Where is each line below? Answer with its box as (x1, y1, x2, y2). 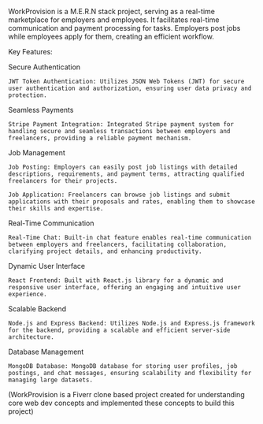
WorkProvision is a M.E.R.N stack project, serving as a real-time (8, 7, 215, 16)
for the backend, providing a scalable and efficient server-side (8, 326, 231, 334)
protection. (8, 91, 47, 99)
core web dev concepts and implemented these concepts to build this (8, 398, 235, 407)
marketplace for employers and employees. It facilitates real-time (8, 15, 220, 24)
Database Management (8, 347, 84, 356)
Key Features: (8, 47, 53, 56)
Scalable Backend (8, 304, 67, 314)
